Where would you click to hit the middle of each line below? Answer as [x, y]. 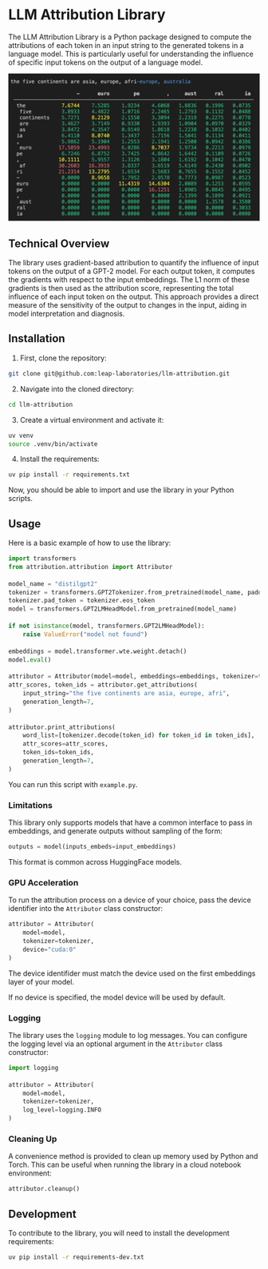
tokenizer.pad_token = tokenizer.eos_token [82, 601]
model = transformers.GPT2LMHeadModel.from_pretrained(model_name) [123, 609]
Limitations [31, 805]
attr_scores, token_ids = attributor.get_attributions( [103, 685]
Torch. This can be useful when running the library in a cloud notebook [125, 1165]
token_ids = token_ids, [58, 753]
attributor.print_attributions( [62, 727]
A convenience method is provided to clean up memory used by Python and [133, 1156]
